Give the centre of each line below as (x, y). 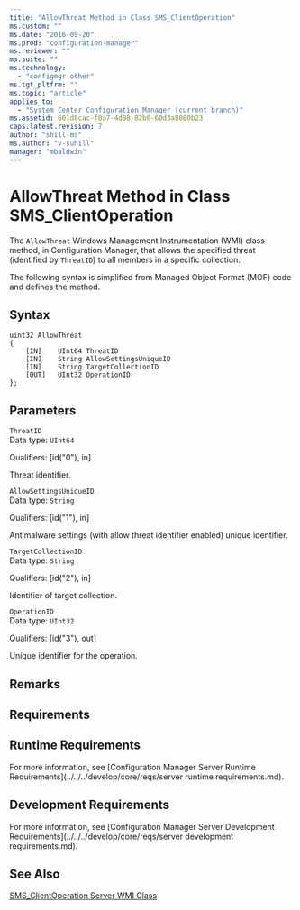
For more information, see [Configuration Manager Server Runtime (133, 767)
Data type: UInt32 (42, 621)
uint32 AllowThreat (46, 336)
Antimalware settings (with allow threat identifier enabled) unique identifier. (149, 535)
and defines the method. (55, 287)
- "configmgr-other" (56, 77)
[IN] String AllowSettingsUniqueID (98, 359)
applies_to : (32, 101)
